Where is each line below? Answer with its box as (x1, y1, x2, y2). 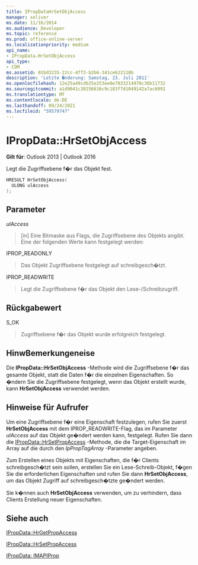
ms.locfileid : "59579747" (6, 108, 70, 114)
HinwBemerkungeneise (6, 348, 95, 358)
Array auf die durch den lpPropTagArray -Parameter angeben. (6, 445, 158, 452)
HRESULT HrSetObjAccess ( (6, 177, 68, 183)
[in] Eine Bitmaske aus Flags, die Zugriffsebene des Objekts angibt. (20, 232, 185, 239)
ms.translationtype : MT (6, 91, 65, 97)
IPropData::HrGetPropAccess (6, 529, 78, 536)
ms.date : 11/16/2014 (6, 20, 58, 26)
